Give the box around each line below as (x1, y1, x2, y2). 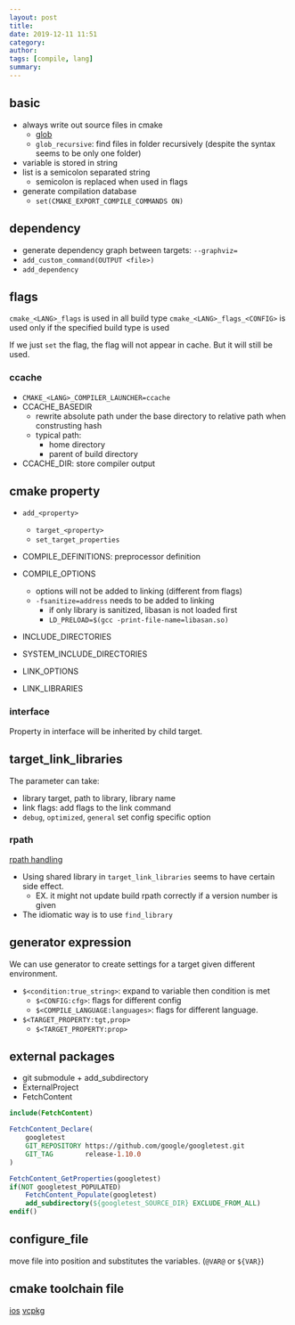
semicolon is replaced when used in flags (35, 176, 189, 187)
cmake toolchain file (9, 1281, 125, 1296)
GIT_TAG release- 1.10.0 (25, 1149, 142, 1158)
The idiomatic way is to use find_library (21, 909, 174, 920)
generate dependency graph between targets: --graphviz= (21, 244, 238, 255)
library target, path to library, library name (21, 792, 176, 803)
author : (9, 46, 38, 55)
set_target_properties (35, 536, 120, 544)
